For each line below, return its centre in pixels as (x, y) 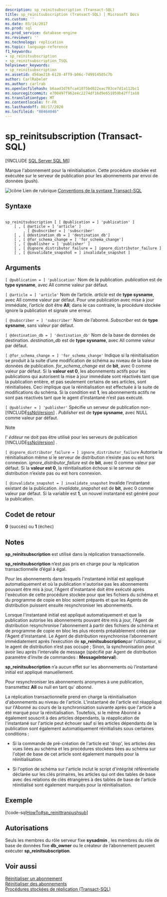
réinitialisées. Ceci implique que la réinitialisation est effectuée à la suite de (82, 387)
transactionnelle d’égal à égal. (36, 569)
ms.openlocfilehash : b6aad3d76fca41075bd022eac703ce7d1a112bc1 (72, 88)
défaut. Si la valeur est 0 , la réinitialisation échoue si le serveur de (73, 468)
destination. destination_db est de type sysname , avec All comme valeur (80, 340)
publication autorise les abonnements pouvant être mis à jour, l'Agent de (80, 620)
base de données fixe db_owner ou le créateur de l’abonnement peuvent (80, 845)
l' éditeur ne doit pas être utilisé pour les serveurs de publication (71, 437)
